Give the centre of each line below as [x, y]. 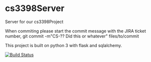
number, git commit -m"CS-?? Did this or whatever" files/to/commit [72, 36]
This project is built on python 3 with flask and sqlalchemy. [64, 45]
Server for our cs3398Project [34, 22]
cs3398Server [35, 8]
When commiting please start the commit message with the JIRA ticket [75, 31]
